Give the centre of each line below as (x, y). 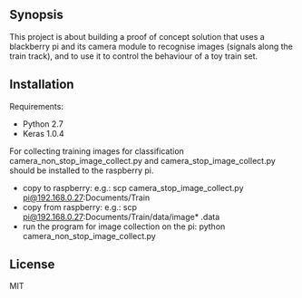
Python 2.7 (43, 124)
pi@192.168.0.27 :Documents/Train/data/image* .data (121, 216)
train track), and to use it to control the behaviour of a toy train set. (134, 56)
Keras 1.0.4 (44, 133)
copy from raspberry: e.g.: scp (80, 207)
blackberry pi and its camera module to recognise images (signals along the (151, 46)
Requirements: (36, 106)
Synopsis (36, 15)
